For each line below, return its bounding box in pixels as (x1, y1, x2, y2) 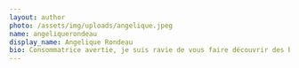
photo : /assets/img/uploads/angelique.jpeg (9, 21, 174, 30)
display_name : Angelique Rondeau (9, 37, 133, 47)
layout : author (9, 12, 66, 22)
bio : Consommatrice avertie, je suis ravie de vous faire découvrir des (9, 46, 285, 55)
